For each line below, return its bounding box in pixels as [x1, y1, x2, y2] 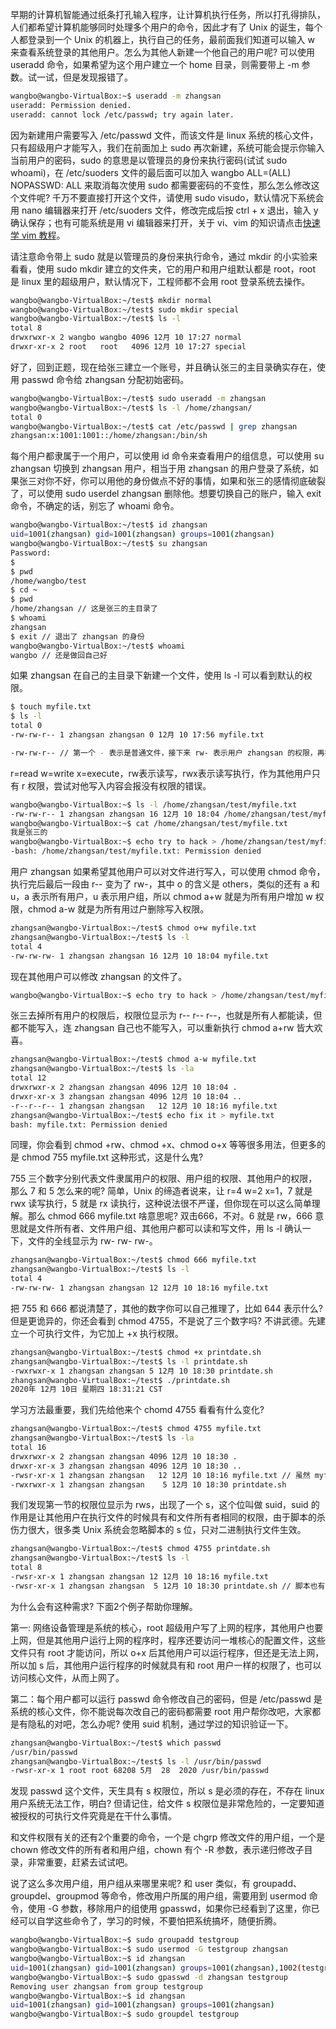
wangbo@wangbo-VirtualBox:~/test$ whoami [10, 641, 186, 651]
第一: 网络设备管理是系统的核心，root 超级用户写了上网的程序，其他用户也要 [10, 1621, 324, 1633]
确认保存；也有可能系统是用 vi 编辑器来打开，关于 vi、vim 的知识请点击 [10, 216, 303, 228]
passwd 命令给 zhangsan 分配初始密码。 [21, 373, 190, 385]
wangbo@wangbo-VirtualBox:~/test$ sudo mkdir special [10, 304, 240, 315]
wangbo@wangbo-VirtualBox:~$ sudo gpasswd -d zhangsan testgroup [10, 1972, 288, 1982]
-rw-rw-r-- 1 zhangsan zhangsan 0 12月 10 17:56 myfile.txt [10, 730, 265, 740]
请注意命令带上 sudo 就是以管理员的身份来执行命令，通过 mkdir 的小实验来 [10, 250, 318, 262]
